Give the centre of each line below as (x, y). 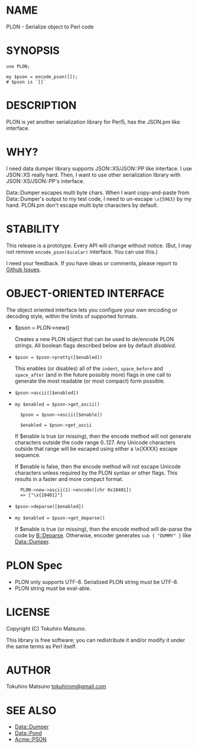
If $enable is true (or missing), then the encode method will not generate (103, 436)
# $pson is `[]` (26, 82)
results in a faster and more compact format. (69, 479)
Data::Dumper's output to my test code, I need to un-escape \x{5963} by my (99, 198)
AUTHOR (29, 670)
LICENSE (28, 612)
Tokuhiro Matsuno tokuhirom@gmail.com (56, 686)
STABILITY (33, 229)
